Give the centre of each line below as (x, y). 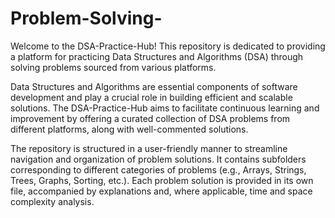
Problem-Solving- (86, 18)
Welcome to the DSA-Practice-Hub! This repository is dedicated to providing (168, 46)
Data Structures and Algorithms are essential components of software (154, 86)
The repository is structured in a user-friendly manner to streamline (149, 148)
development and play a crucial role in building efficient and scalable (151, 97)
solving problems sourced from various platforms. (113, 67)
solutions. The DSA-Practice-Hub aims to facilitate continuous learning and (165, 108)
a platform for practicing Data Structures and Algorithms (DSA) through (157, 56)
